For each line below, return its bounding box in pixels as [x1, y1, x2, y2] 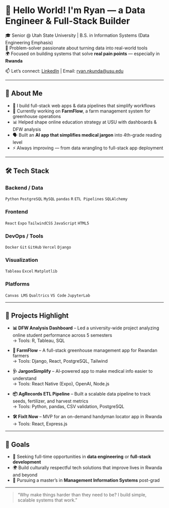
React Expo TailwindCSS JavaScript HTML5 [5, 220, 90, 226]
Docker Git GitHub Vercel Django [5, 245, 71, 250]
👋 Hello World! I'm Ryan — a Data [5, 5, 146, 16]
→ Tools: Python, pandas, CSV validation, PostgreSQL [12, 404, 125, 410]
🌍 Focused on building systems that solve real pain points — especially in [5, 50, 160, 57]
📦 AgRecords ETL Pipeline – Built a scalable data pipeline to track [12, 391, 151, 397]
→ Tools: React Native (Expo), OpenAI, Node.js [12, 381, 110, 387]
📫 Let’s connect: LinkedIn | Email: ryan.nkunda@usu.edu [5, 68, 124, 74]
